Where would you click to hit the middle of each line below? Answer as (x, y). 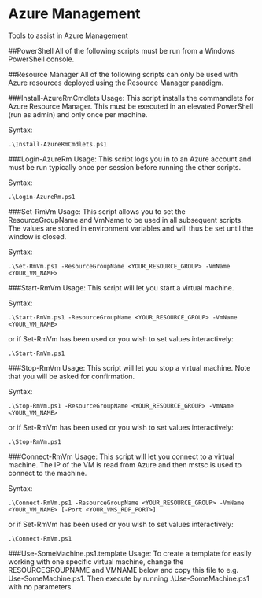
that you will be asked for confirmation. (72, 376)
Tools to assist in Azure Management (68, 35)
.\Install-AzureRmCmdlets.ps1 (58, 144)
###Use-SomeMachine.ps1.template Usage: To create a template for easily (130, 553)
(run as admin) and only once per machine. (78, 114)
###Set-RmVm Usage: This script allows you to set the (97, 211)
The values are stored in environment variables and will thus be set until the (131, 228)
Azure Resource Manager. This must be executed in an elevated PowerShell (131, 106)
